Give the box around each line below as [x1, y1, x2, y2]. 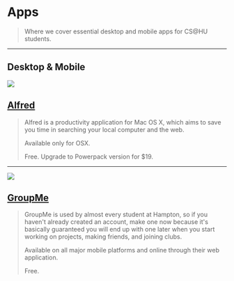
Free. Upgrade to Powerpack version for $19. [24, 152, 154, 161]
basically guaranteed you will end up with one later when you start [24, 225, 215, 234]
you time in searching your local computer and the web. [24, 125, 185, 134]
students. [24, 34, 52, 42]
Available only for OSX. [24, 138, 91, 147]
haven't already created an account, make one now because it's [24, 218, 209, 226]
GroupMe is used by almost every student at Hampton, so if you [24, 210, 208, 219]
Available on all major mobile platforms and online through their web [24, 246, 219, 255]
